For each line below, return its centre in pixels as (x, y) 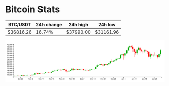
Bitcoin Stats (33, 9)
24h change (49, 25)
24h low (107, 25)
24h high (78, 25)
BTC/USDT (20, 25)
